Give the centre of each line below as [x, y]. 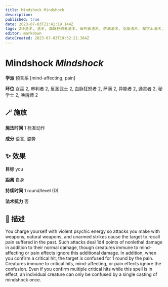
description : [19, 15]
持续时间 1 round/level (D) [32, 191]
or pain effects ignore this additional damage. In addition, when [91, 253]
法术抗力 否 [17, 201]
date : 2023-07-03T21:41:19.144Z [39, 24]
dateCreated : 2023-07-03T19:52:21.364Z [47, 38]
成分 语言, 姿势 [20, 138]
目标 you [14, 169]
